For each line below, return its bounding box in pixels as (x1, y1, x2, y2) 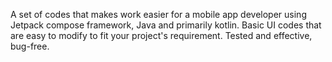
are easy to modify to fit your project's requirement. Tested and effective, (10, 30, 313, 41)
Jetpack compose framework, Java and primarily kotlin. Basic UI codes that (10, 19, 322, 31)
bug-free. (10, 40, 50, 52)
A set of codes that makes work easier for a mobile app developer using (10, 9, 307, 20)
